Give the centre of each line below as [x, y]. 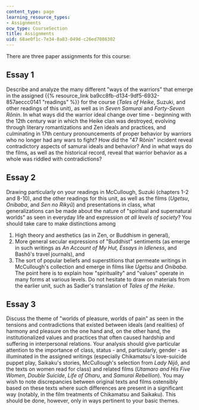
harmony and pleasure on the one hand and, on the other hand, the [88, 331]
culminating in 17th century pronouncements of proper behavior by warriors [99, 133]
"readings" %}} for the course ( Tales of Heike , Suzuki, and [114, 102]
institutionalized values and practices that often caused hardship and [91, 337]
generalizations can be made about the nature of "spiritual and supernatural [99, 211]
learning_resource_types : [38, 17]
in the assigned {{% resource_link [48, 95]
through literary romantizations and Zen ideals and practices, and [86, 127]
